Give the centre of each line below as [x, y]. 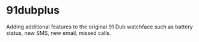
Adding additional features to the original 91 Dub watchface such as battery [100, 27]
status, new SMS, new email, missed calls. [59, 33]
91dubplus [33, 10]
